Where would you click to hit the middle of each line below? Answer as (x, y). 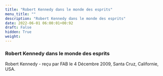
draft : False (18, 28)
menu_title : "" (21, 14)
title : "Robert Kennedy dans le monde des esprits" (59, 9)
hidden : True (18, 32)
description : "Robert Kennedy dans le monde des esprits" (65, 18)
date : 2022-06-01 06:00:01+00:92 (39, 23)
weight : (13, 37)
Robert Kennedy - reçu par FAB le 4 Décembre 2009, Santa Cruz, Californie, (82, 64)
